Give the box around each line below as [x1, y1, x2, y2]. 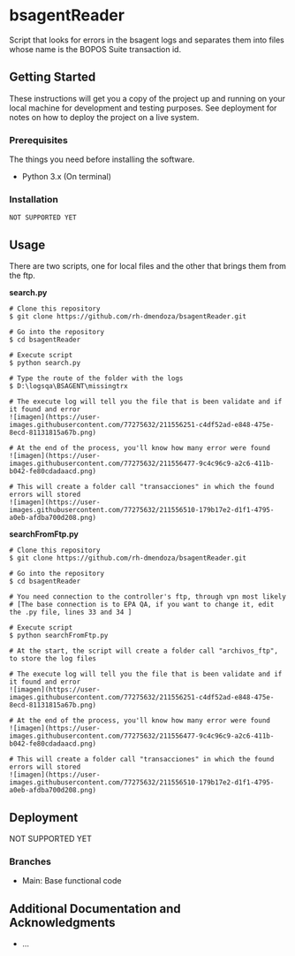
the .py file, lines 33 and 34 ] [9, 608, 132, 617]
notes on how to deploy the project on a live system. [9, 111, 200, 122]
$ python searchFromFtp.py [9, 631, 109, 640]
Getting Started [9, 70, 96, 85]
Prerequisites [9, 134, 68, 146]
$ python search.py [9, 359, 81, 368]
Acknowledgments [9, 914, 117, 929]
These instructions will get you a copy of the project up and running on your [9, 93, 285, 103]
